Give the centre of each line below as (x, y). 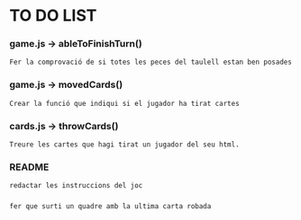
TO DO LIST (53, 16)
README (29, 167)
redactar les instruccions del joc (76, 186)
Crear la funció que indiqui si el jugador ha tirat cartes (125, 103)
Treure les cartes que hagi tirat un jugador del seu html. (125, 145)
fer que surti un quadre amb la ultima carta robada (110, 207)
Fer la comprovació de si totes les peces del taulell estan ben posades (151, 62)
